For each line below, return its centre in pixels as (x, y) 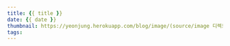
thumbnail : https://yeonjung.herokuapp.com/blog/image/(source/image (108, 26)
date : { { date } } (32, 20)
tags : (15, 32)
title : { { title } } (35, 13)
